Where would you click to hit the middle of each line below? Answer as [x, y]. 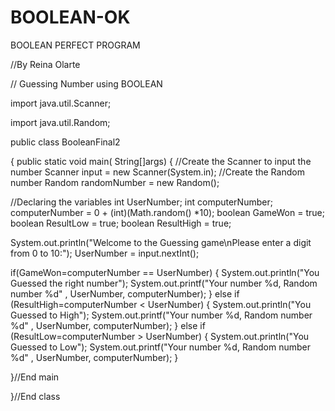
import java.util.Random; [60, 122]
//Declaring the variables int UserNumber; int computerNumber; [141, 202]
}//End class [35, 396]
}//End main [35, 377]
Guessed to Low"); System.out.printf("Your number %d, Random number [160, 347]
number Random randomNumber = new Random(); [115, 182]
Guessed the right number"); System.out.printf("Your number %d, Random [164, 283]
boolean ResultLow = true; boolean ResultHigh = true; [121, 223]
